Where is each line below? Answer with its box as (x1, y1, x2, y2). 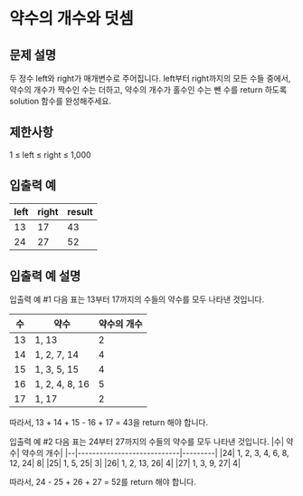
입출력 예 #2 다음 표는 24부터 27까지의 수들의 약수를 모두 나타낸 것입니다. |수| (9, 436, 285, 447)
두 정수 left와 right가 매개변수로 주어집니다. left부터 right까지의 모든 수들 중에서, (9, 73, 291, 83)
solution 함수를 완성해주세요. (9, 96, 111, 106)
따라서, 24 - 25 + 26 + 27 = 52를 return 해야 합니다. (9, 477, 197, 488)
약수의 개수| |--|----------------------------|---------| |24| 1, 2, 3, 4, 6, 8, (21, 448, 289, 459)
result (67, 205, 93, 218)
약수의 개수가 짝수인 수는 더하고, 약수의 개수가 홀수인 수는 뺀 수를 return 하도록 (9, 84, 288, 95)
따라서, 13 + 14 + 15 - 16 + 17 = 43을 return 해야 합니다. (9, 417, 209, 428)
